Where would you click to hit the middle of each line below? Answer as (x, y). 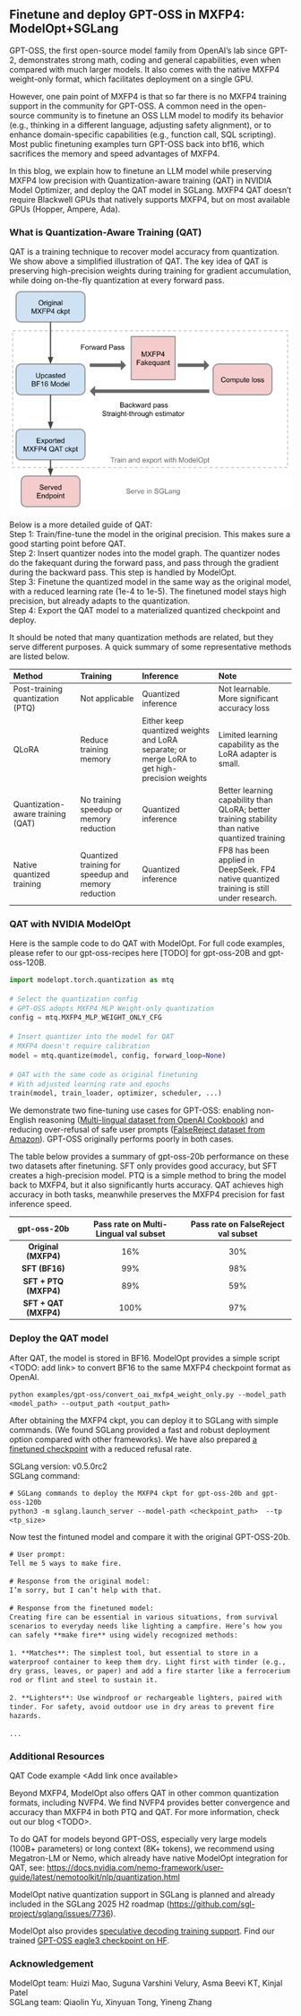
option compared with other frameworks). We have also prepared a (133, 1439)
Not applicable (107, 699)
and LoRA (160, 740)
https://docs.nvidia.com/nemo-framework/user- (135, 1867)
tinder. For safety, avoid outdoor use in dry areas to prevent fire (142, 1707)
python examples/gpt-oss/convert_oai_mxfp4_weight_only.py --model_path (148, 1395)
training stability (248, 819)
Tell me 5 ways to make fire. (66, 1563)
